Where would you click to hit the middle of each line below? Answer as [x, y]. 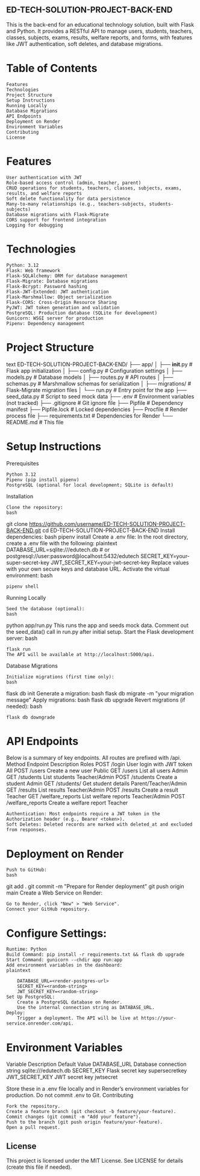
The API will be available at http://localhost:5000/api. [80, 654]
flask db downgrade [31, 717]
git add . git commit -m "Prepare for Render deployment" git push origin [95, 887]
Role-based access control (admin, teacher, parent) [74, 183]
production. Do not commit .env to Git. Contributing [70, 1096]
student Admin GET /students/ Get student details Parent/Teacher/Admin [97, 784]
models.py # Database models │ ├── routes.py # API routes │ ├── [90, 377]
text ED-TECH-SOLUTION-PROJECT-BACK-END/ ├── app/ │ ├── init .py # [99, 364]
